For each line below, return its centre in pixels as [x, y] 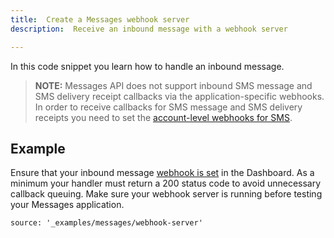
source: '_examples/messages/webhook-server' [106, 223]
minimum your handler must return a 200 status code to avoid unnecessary [166, 183]
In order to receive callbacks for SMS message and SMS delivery [168, 107]
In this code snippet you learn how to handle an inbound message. [147, 66]
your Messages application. [67, 205]
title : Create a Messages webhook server [100, 19]
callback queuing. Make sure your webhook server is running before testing [166, 194]
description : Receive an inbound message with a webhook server [149, 29]
